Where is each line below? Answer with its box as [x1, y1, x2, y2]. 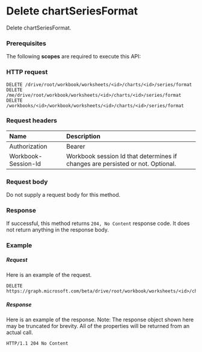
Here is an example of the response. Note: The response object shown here [6, 316, 194, 323]
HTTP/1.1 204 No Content [6, 341, 69, 347]
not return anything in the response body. [6, 226, 109, 233]
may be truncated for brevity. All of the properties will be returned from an [6, 323, 190, 330]
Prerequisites [6, 39, 46, 48]
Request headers [6, 116, 58, 125]
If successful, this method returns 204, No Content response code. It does [6, 220, 190, 227]
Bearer [66, 142, 85, 150]
